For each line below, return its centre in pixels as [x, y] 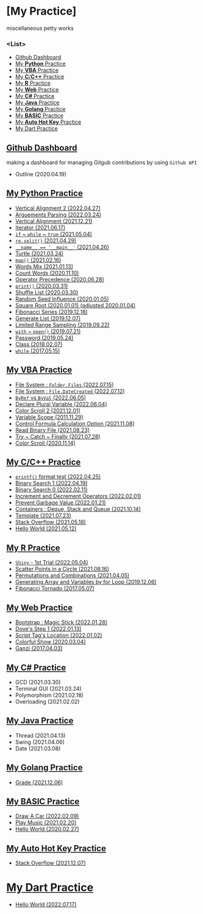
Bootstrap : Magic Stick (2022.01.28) [61, 622]
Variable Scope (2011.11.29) [49, 417]
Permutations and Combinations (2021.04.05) [72, 575]
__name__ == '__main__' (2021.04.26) [62, 247]
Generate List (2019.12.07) [48, 318]
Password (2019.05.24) [44, 337]
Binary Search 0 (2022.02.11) [51, 490]
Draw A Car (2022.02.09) [47, 816]
